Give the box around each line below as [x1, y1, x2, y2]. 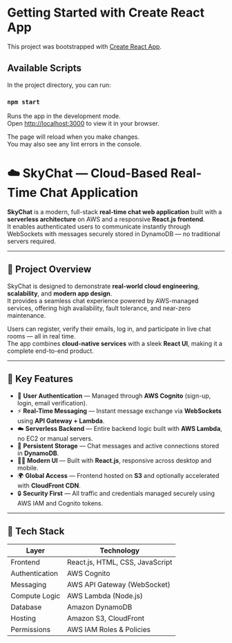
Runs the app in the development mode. [7, 112, 121, 120]
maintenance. [7, 311, 46, 319]
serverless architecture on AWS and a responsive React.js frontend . [7, 215, 205, 223]
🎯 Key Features [7, 373, 74, 385]
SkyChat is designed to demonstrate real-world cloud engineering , [7, 282, 200, 290]
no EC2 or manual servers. [17, 434, 93, 443]
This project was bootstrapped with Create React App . [7, 42, 162, 50]
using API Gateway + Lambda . [17, 416, 105, 425]
